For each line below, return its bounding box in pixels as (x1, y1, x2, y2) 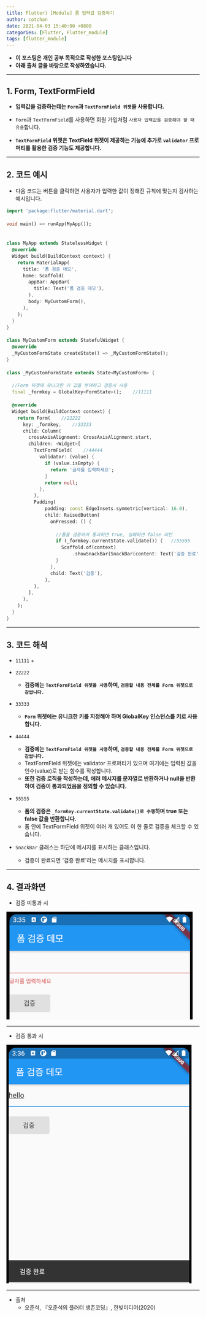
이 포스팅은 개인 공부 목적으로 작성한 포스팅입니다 (15, 54, 132, 61)
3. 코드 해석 (6, 640, 48, 651)
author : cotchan (6, 16, 48, 23)
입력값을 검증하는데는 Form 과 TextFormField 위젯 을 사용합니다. (15, 102, 164, 110)
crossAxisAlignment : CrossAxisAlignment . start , (28, 434, 152, 441)
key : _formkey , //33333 (22, 421, 92, 428)
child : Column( (22, 428, 62, 434)
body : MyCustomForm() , (28, 298, 86, 304)
